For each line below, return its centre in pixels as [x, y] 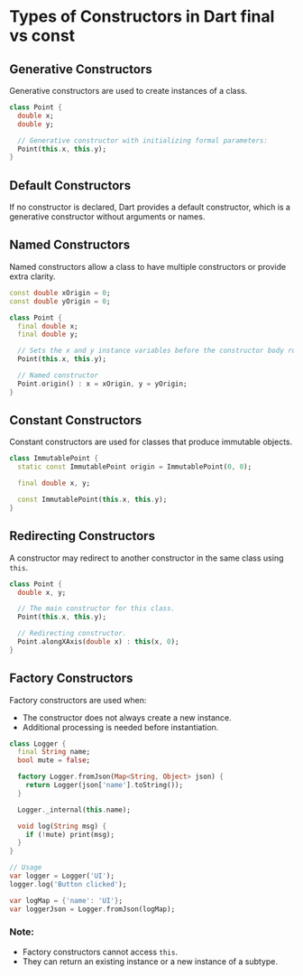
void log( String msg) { [62, 826]
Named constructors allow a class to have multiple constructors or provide [148, 266]
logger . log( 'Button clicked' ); [68, 884]
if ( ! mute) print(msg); [70, 834]
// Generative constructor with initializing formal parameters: [143, 140]
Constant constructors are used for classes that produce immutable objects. [151, 442]
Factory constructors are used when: [78, 700]
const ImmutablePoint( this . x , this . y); [92, 500]
